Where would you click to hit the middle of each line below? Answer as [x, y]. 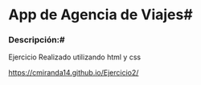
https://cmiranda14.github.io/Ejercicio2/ [74, 73]
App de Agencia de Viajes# [100, 15]
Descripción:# [37, 40]
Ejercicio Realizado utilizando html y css [75, 57]
